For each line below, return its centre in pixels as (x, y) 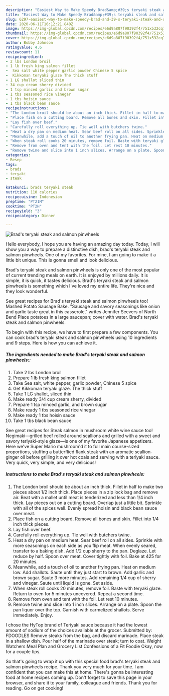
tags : (11, 164)
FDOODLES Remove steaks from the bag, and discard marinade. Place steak (85, 636)
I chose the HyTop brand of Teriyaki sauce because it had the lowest (76, 625)
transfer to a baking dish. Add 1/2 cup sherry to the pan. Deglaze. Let (84, 551)
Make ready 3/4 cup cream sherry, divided (57, 399)
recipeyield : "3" (24, 211)
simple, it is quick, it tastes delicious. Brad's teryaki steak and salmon (77, 281)
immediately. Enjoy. (33, 615)
